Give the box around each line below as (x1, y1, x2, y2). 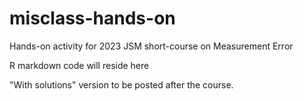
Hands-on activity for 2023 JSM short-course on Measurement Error (9, 40, 294, 52)
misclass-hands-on (9, 7, 176, 30)
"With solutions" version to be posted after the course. (9, 78, 234, 91)
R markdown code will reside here (9, 59, 150, 71)
